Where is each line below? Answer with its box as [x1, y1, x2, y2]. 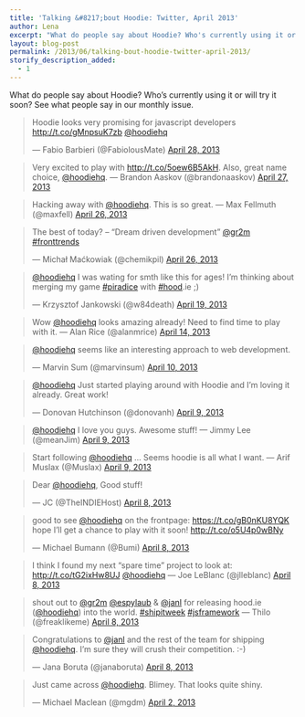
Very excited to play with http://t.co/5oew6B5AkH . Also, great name [31, 162, 288, 173]
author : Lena [9, 22, 59, 31]
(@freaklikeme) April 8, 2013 [31, 616, 140, 627]
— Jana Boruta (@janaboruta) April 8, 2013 [31, 661, 194, 672]
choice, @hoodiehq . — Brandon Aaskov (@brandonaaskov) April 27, [31, 171, 289, 183]
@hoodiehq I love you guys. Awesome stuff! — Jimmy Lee [31, 424, 251, 435]
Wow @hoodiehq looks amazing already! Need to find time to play [31, 316, 281, 327]
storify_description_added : [9, 56, 117, 65]
